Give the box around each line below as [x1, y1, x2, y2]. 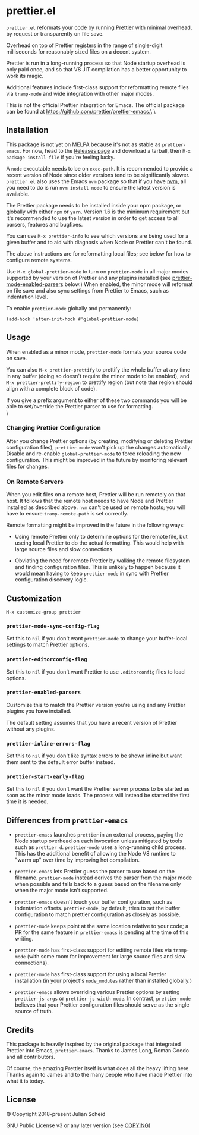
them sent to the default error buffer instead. [6, 759, 116, 766]
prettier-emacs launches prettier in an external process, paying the [14, 831, 184, 838]
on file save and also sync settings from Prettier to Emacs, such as [6, 287, 169, 294]
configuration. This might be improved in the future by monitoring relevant [6, 456, 188, 463]
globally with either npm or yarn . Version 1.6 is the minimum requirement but [6, 208, 190, 215]
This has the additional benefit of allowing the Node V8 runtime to [14, 850, 176, 857]
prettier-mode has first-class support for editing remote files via [14, 947, 172, 954]
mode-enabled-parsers [6, 281, 64, 288]
